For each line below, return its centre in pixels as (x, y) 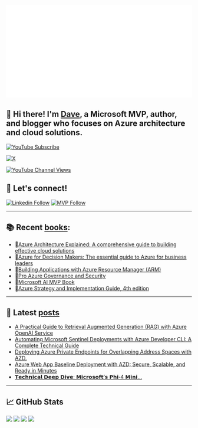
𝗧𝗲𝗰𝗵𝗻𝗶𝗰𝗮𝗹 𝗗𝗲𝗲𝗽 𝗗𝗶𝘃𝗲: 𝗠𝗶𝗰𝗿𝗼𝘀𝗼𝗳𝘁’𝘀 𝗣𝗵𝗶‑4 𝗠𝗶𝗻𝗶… (78, 377)
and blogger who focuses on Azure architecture (96, 124)
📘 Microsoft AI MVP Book (44, 282)
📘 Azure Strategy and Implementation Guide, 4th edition (82, 289)
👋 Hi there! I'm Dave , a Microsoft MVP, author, (92, 114)
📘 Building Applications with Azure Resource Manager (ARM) (88, 270)
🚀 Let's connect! (37, 189)
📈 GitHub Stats (35, 402)
